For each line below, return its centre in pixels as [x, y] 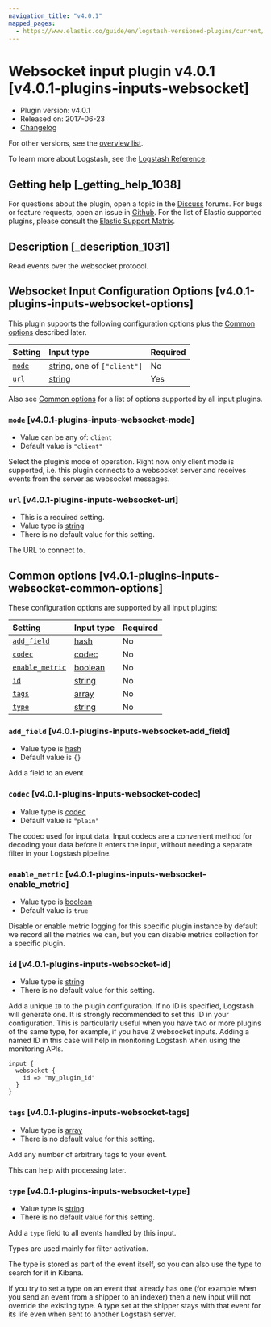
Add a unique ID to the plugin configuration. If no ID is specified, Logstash [131, 1006]
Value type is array [51, 1130]
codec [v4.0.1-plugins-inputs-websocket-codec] [105, 794]
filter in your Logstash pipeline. [60, 853]
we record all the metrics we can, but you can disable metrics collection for [133, 935]
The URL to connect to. [47, 550]
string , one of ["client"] [95, 366]
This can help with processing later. [67, 1170]
